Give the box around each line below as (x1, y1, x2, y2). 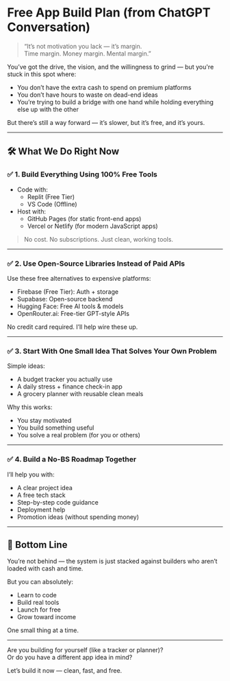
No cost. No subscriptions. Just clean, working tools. (23, 235, 173, 243)
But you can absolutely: (7, 578, 74, 586)
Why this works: (7, 403, 53, 411)
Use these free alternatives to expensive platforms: (7, 274, 151, 282)
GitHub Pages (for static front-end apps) (27, 214, 142, 222)
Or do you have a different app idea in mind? (7, 654, 133, 662)
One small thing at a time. (7, 626, 79, 634)
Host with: (16, 207, 47, 216)
